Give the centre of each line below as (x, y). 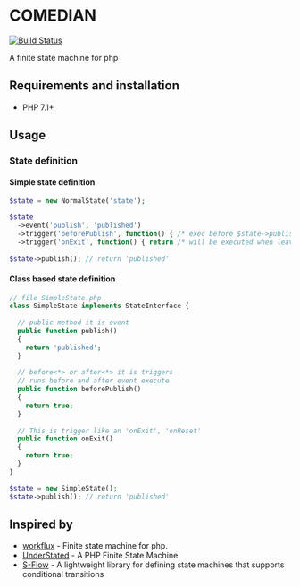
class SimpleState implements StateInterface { (100, 306)
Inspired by (41, 524)
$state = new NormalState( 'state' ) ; (77, 201)
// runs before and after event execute (93, 381)
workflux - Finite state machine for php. (95, 546)
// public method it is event (73, 323)
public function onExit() (66, 439)
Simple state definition (52, 182)
